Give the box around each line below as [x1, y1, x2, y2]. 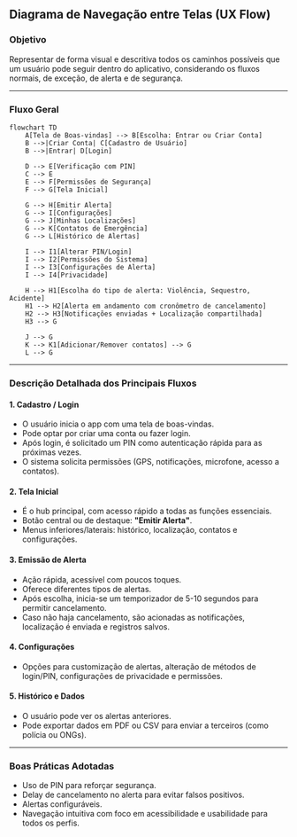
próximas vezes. [21, 447, 82, 458]
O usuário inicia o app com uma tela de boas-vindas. [21, 418, 215, 429]
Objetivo [9, 34, 47, 46]
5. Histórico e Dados [9, 691, 86, 701]
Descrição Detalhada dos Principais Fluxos [9, 377, 197, 389]
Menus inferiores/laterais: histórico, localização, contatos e [21, 525, 238, 536]
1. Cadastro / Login [9, 399, 80, 410]
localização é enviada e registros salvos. [21, 621, 171, 632]
